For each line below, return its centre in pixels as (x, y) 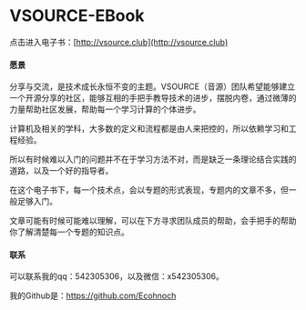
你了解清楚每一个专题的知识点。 (69, 232)
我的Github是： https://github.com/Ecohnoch (93, 295)
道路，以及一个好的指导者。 (61, 171)
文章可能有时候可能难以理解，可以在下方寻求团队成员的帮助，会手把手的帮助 (153, 221)
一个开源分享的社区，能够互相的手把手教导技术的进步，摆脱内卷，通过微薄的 (153, 98)
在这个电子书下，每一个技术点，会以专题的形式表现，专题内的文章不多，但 (149, 190)
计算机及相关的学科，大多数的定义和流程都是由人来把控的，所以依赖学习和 (149, 129)
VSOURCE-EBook (77, 16)
